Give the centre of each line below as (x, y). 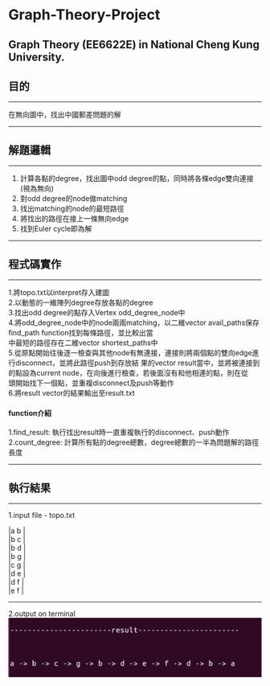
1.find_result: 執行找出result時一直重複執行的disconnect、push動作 (119, 433)
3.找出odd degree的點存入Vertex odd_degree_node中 (97, 313)
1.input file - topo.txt (42, 516)
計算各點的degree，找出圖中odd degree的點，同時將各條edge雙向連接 (137, 179)
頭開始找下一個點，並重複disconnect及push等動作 (91, 383)
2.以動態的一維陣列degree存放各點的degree (81, 302)
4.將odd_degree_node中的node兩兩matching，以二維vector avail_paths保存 (134, 322)
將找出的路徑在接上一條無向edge (74, 219)
